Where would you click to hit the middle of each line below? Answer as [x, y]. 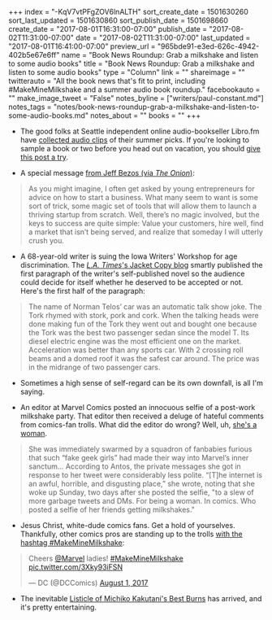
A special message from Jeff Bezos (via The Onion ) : [107, 173]
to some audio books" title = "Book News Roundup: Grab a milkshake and [132, 63]
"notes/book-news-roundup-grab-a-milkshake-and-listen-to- [156, 107]
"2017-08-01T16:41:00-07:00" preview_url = [82, 46]
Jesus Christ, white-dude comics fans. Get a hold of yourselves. [127, 525]
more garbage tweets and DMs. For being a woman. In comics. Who [142, 501]
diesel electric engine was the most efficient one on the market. [135, 341]
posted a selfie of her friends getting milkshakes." [111, 509]
